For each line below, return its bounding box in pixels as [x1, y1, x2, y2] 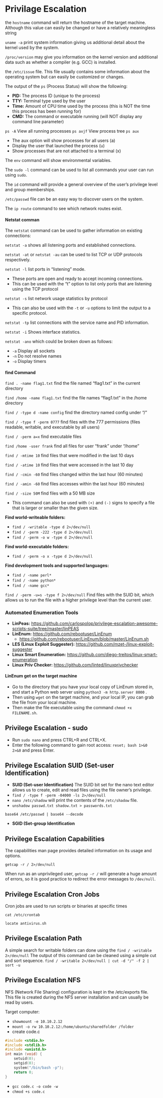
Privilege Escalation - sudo [5, 724, 88, 732]
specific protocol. [12, 310, 48, 316]
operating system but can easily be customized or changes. [5, 74, 125, 80]
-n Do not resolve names [12, 353, 62, 359]
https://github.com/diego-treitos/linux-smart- [67, 651, 158, 657]
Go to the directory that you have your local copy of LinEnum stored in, [12, 684, 154, 690]
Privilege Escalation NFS [5, 976, 81, 984]
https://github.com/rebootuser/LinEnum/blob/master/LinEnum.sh [19, 636, 149, 642]
